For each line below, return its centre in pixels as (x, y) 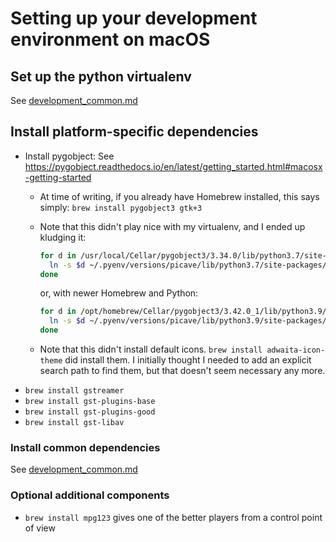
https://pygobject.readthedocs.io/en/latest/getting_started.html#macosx (173, 166)
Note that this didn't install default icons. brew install (151, 349)
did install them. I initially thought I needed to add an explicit (188, 360)
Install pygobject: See (69, 156)
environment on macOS (110, 39)
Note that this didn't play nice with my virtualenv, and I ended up (172, 226)
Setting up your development (134, 18)
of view (40, 528)
